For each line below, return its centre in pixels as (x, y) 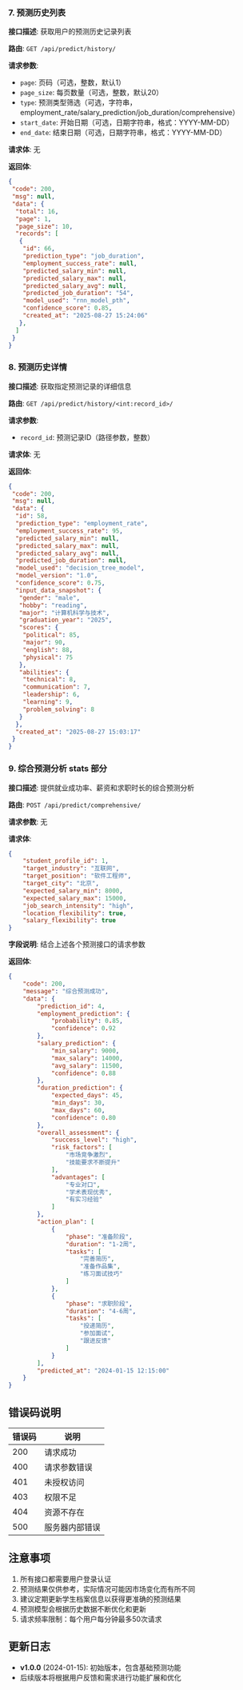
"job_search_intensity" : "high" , (78, 905)
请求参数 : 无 (28, 821)
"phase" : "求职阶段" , (99, 1304)
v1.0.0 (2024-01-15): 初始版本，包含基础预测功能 (100, 1667)
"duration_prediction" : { (80, 1088)
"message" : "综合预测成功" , (66, 991)
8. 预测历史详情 (38, 367)
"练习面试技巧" (101, 1274)
